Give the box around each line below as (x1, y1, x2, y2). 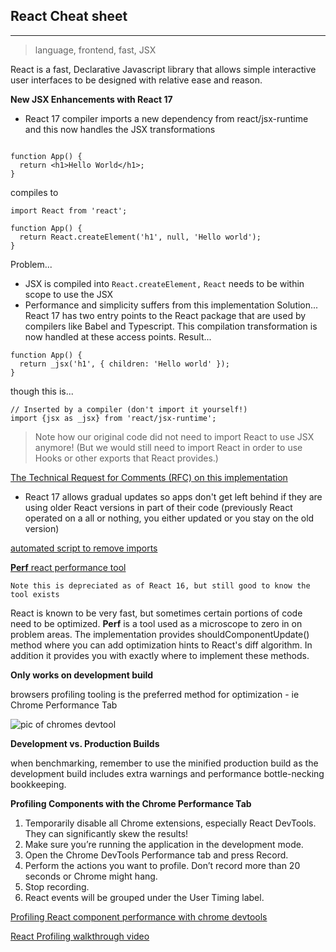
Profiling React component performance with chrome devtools (10, 910, 268, 923)
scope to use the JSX (24, 288, 114, 300)
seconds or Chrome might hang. (24, 870, 158, 882)
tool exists (10, 589, 60, 599)
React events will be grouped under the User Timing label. (24, 891, 265, 903)
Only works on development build (10, 669, 154, 681)
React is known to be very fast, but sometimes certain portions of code (10, 607, 303, 619)
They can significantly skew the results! (24, 827, 189, 839)
